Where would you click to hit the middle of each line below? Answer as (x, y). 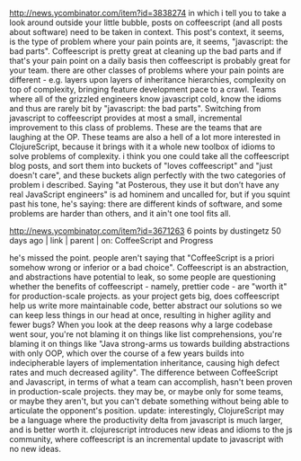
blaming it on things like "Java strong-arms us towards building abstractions (150, 344)
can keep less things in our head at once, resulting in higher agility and (140, 315)
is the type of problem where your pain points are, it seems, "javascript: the (149, 41)
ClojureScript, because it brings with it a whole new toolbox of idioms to (142, 146)
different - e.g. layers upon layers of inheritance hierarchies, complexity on (148, 80)
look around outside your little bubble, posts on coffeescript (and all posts (146, 22)
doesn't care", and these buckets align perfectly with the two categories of (147, 175)
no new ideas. (35, 449)
